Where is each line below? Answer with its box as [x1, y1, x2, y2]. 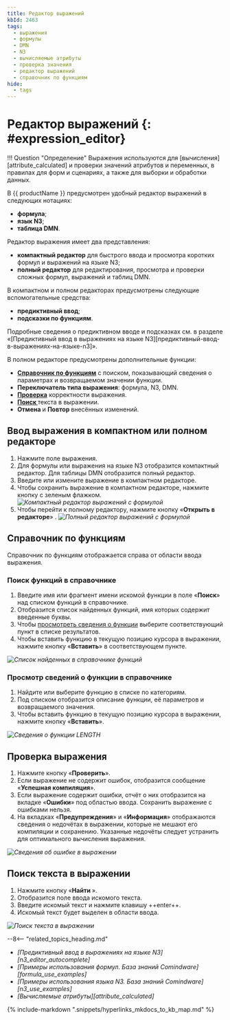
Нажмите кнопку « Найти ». [16, 886, 97, 894]
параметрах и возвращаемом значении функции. [16, 376, 163, 384]
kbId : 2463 [7, 17, 38, 23]
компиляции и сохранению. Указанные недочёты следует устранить [16, 827, 219, 836]
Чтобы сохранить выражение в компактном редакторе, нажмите [16, 483, 209, 492]
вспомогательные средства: [7, 294, 91, 302]
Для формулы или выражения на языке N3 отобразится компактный [16, 462, 219, 470]
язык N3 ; [16, 217, 45, 226]
